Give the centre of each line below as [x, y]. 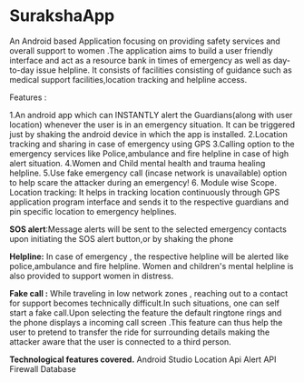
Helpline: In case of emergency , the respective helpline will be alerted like [149, 256]
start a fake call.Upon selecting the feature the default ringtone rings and [146, 312]
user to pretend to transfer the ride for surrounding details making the [140, 332]
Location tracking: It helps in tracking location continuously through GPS [145, 192]
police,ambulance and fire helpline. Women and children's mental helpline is [152, 266]
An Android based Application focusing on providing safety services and [145, 41]
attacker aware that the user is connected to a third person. [120, 341]
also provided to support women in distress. [92, 276]
